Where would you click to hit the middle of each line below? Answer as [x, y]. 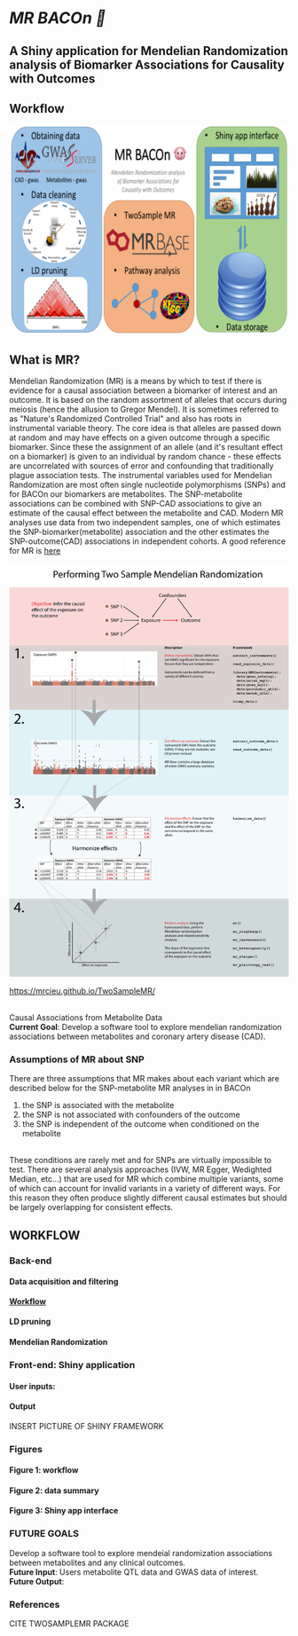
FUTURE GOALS [44, 1534]
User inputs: [32, 1386]
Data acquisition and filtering [64, 1282]
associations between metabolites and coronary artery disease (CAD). [137, 1036]
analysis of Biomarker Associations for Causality [147, 64]
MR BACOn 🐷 [58, 18]
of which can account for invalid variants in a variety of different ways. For [145, 1189]
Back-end [31, 1261]
